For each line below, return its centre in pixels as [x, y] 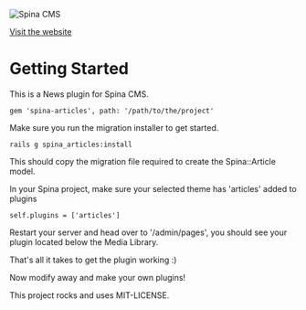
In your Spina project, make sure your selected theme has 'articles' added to [153, 188]
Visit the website [41, 32]
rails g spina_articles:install [71, 144]
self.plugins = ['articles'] [65, 215]
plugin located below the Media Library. [84, 241]
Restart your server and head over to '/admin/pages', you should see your [148, 232]
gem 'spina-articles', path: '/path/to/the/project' [112, 111]
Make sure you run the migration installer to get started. [114, 127]
